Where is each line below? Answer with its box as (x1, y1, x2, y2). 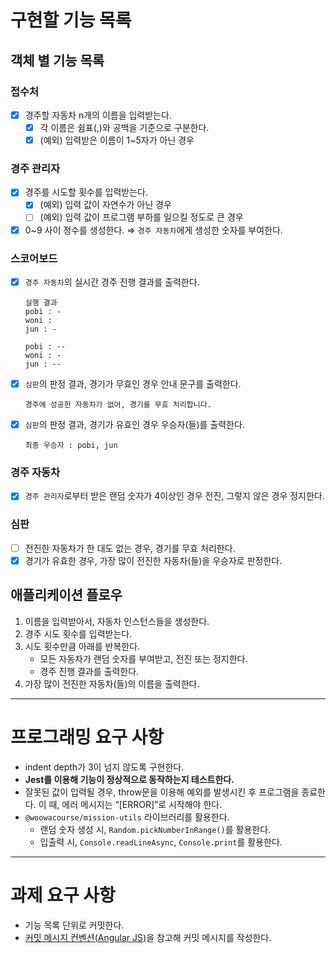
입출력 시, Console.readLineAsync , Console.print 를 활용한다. (39, 836, 283, 848)
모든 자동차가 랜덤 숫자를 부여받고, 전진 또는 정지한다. (39, 652, 248, 665)
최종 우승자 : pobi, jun (24, 441, 118, 451)
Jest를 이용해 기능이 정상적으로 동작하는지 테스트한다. (24, 773, 235, 785)
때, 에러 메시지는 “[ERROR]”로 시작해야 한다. (48, 798, 223, 810)
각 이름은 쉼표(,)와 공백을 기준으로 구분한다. (39, 121, 210, 133)
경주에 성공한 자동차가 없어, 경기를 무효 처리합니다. (24, 400, 212, 410)
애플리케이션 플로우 (10, 587, 123, 604)
